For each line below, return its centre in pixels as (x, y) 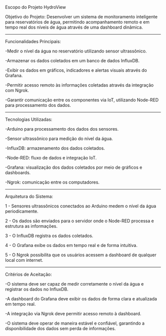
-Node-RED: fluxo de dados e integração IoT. (51, 158)
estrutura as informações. (31, 226)
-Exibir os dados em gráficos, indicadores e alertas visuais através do (76, 70)
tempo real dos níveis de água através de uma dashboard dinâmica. (74, 27)
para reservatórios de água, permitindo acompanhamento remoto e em (77, 22)
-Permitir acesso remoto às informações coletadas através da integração (80, 85)
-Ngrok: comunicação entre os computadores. (52, 182)
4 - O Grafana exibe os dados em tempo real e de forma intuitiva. (71, 245)
